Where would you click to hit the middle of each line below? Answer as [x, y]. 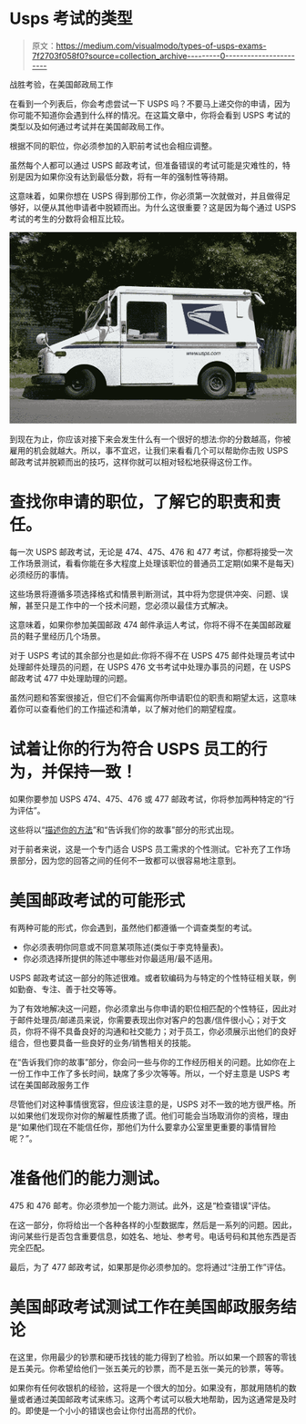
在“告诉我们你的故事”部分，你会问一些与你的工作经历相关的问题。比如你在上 [153, 1061]
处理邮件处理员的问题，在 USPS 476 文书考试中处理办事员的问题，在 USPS [150, 667]
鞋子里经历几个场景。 [65, 636]
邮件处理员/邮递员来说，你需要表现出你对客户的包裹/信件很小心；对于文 [152, 1019]
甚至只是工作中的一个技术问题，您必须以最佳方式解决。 [129, 605]
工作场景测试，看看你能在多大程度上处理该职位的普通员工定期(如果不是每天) [152, 563]
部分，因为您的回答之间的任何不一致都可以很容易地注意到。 [129, 860]
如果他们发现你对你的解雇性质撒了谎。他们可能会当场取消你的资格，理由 [153, 1115]
